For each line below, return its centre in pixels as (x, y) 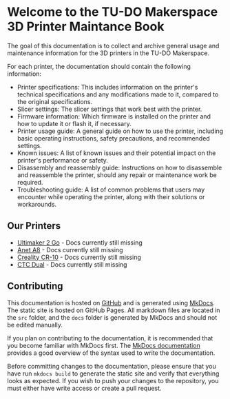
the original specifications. (55, 101)
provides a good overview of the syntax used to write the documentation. (111, 353)
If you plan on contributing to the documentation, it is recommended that (110, 338)
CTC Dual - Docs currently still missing (72, 264)
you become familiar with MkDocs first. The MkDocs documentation (104, 345)
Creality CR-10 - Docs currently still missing (79, 257)
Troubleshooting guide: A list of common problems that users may (111, 190)
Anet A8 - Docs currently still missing (70, 249)
